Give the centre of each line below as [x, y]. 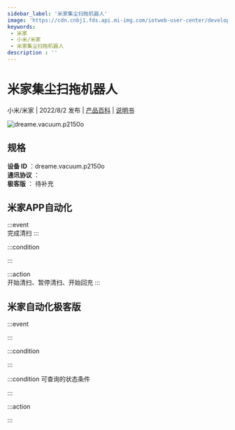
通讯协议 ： [23, 175]
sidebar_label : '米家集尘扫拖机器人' [57, 14]
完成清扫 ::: [23, 233]
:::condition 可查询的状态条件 [49, 379]
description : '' [33, 53]
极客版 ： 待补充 [30, 183]
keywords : [22, 27]
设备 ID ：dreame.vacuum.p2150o [56, 166]
